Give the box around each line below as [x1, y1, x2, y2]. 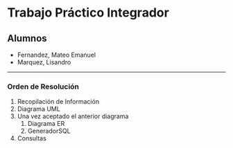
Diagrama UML [17, 105, 60, 113]
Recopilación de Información [17, 98, 99, 106]
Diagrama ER [27, 120, 65, 128]
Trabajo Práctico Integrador [7, 5, 170, 21]
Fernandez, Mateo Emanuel [17, 50, 96, 59]
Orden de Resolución [7, 82, 80, 91]
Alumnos [7, 33, 47, 44]
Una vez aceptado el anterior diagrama [17, 112, 129, 120]
